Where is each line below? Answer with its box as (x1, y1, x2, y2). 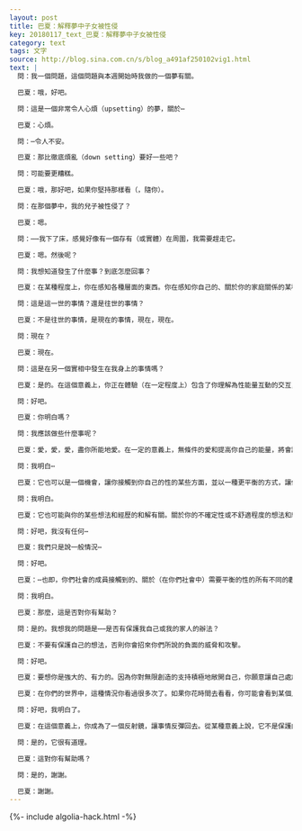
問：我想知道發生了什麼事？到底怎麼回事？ (17, 266, 152, 275)
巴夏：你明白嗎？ (17, 413, 72, 422)
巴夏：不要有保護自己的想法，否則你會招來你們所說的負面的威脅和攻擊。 (17, 640, 245, 649)
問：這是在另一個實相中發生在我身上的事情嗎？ (17, 364, 164, 374)
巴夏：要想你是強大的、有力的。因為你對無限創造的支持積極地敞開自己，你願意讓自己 (17, 673, 285, 682)
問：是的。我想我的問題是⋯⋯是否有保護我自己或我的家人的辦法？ (17, 624, 220, 633)
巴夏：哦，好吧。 (17, 87, 72, 97)
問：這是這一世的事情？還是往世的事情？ (17, 299, 146, 309)
